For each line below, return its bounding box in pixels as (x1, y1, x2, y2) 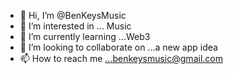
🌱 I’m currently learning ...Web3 (19, 31, 151, 42)
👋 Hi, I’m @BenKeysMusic (19, 10, 127, 21)
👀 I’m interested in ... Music (19, 20, 132, 32)
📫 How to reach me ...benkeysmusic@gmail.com (19, 53, 223, 64)
